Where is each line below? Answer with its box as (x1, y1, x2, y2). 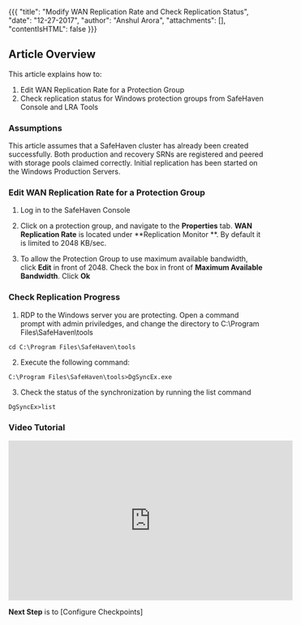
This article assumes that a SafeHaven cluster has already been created (8, 141, 249, 151)
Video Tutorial (8, 421, 66, 433)
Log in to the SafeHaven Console (19, 205, 131, 215)
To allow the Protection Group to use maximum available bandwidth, (19, 254, 248, 264)
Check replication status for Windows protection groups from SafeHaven (19, 93, 264, 103)
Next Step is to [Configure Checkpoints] (8, 607, 144, 616)
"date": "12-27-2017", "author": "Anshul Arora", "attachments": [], (8, 15, 226, 25)
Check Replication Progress (8, 291, 120, 303)
